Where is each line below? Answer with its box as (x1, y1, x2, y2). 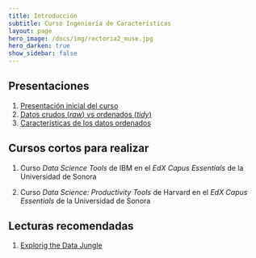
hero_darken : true (8, 42, 70, 50)
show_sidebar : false (8, 49, 78, 57)
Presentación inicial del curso (19, 100, 119, 110)
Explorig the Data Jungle (19, 240, 103, 251)
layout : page (8, 27, 52, 35)
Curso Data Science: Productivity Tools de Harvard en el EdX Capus (19, 187, 248, 197)
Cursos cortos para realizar (8, 142, 149, 155)
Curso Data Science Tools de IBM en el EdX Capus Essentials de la (19, 163, 244, 172)
